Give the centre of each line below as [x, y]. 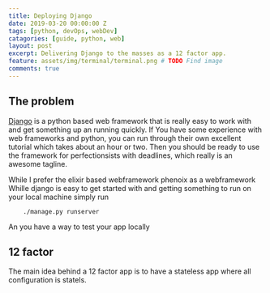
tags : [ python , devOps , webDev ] [63, 31]
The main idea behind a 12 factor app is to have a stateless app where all [130, 271]
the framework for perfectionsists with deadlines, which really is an [120, 155]
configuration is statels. [47, 280]
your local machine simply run [59, 197]
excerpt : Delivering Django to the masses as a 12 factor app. [118, 53]
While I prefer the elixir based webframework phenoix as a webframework [132, 180]
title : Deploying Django [50, 16]
